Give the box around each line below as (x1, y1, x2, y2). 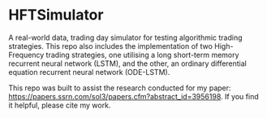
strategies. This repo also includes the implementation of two (8, 41, 213, 50)
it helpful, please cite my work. (8, 100, 111, 110)
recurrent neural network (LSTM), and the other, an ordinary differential (8, 59, 248, 68)
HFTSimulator (8, 6, 104, 24)
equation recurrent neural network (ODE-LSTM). (8, 67, 170, 76)
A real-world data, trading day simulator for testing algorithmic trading (8, 33, 243, 42)
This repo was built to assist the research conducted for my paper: (8, 83, 231, 93)
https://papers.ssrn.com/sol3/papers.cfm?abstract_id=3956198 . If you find (8, 91, 259, 101)
